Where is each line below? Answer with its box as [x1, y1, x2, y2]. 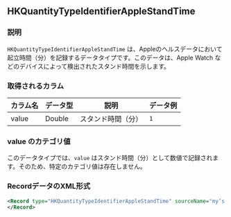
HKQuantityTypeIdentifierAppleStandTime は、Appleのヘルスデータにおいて [7, 44, 223, 53]
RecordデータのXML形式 [7, 182, 91, 191]
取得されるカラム [7, 81, 65, 91]
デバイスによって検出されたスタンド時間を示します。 [19, 62, 171, 70]
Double [44, 114, 69, 123]
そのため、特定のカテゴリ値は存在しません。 [18, 162, 147, 171]
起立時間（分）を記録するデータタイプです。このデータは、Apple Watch [7, 53, 214, 62]
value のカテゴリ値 [7, 137, 71, 146]
